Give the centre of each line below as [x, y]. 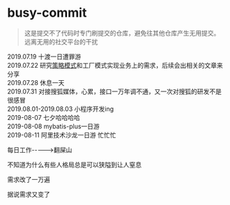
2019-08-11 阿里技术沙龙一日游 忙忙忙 [62, 135]
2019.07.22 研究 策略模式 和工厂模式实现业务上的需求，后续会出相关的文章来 [115, 65]
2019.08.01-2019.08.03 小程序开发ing [61, 109]
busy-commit [47, 13]
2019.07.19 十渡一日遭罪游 [44, 56]
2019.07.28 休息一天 [36, 82]
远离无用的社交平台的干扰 [61, 41]
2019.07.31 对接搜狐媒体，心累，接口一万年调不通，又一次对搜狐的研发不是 [114, 91]
